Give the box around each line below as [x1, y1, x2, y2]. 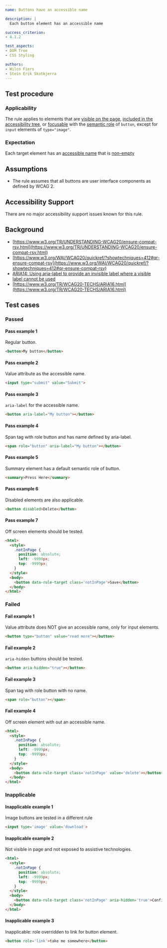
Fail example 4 [5, 708, 36, 714]
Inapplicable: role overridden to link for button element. [5, 929, 118, 935]
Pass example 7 [5, 517, 38, 523]
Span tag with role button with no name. [5, 687, 87, 694]
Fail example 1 [5, 613, 35, 619]
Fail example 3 [5, 676, 36, 682]
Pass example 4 [5, 423, 39, 429]
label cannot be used [12, 275, 56, 282]
